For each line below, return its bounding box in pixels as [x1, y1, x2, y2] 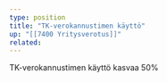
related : [9, 37, 42, 47]
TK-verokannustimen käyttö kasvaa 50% [9, 62, 159, 73]
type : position [9, 12, 66, 22]
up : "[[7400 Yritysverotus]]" [9, 29, 122, 38]
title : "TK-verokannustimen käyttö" [9, 21, 146, 30]
